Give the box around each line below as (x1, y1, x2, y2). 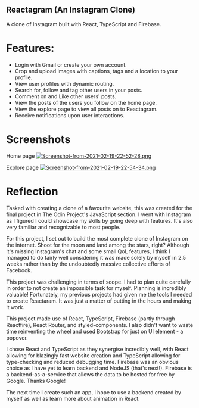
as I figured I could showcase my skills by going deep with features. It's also (6, 217, 194, 224)
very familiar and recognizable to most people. (6, 223, 121, 231)
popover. (6, 334, 28, 341)
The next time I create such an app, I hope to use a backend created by (6, 388, 182, 395)
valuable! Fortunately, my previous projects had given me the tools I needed (6, 291, 192, 298)
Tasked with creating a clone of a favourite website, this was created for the (6, 204, 192, 211)
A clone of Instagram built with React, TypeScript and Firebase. (6, 20, 161, 27)
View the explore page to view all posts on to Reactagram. (14, 105, 158, 113)
